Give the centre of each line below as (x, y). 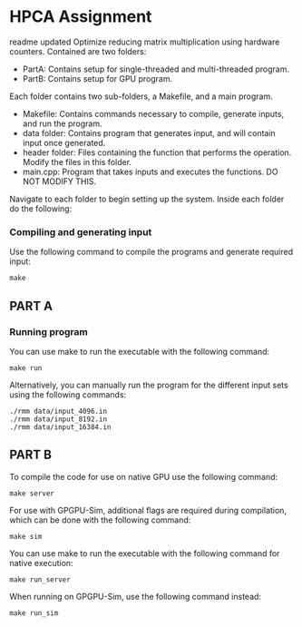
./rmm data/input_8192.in (58, 419)
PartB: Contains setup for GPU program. (97, 78)
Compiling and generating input (81, 231)
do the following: (41, 208)
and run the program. (62, 123)
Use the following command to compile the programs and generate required (151, 252)
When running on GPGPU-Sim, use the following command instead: (135, 596)
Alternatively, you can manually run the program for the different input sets (149, 385)
